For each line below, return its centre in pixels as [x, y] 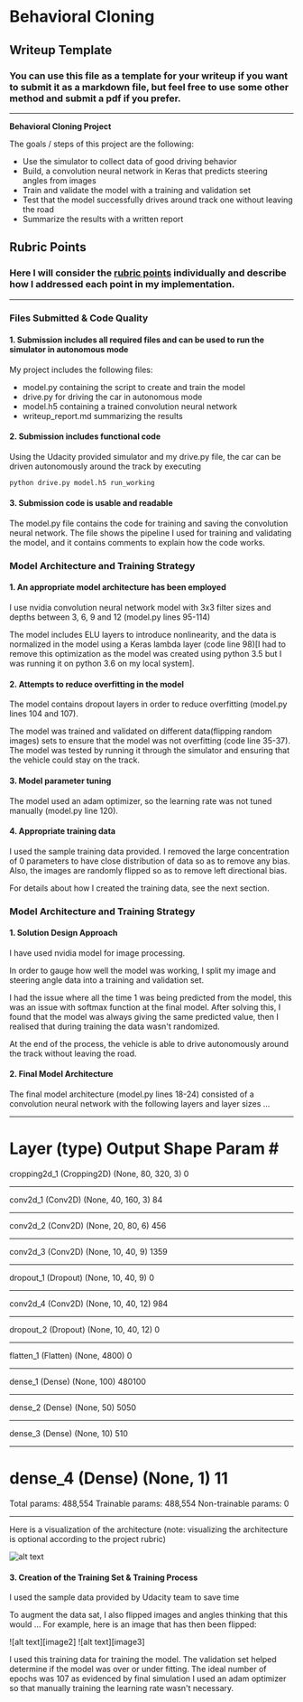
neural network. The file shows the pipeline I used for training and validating [151, 533]
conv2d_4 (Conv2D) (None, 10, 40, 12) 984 [89, 1304]
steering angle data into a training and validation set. [107, 980]
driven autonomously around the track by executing [105, 466]
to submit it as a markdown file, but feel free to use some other [149, 87]
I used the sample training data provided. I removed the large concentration [150, 851]
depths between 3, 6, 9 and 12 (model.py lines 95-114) [110, 617]
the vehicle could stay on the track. [74, 760]
